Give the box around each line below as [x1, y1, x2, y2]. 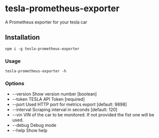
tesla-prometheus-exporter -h [5, 69, 67, 74]
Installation [5, 33, 40, 42]
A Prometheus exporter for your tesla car [5, 19, 88, 25]
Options [5, 80, 24, 87]
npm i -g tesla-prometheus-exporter [5, 46, 79, 51]
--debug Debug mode [12, 122, 57, 128]
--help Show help [12, 128, 48, 134]
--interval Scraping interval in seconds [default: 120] [12, 107, 118, 113]
